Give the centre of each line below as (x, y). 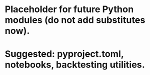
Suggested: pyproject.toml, (64, 54)
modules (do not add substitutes (75, 20)
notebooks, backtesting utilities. (75, 65)
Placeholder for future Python (69, 9)
